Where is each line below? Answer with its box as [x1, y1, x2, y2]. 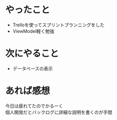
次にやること [5, 48, 60, 59]
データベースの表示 [12, 65, 53, 71]
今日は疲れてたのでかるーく [5, 103, 64, 109]
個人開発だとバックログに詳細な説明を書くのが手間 [5, 109, 112, 115]
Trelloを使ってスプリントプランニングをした [12, 22, 105, 28]
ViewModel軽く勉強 [12, 28, 54, 34]
